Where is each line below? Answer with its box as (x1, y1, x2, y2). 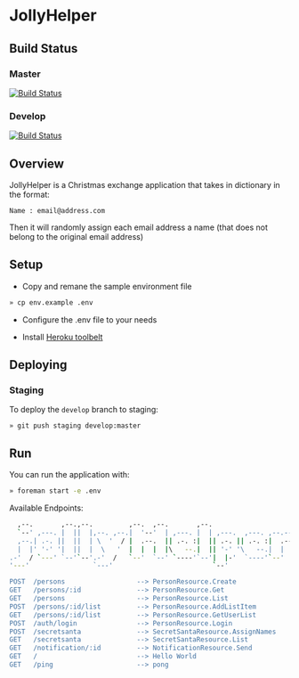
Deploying (9, 357, 68, 372)
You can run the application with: (9, 470, 131, 480)
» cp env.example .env (9, 298, 93, 307)
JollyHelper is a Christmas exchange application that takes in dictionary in (9, 179, 280, 190)
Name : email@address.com (9, 206, 105, 215)
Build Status (9, 41, 78, 56)
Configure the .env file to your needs (21, 314, 158, 325)
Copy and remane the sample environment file (21, 281, 192, 291)
